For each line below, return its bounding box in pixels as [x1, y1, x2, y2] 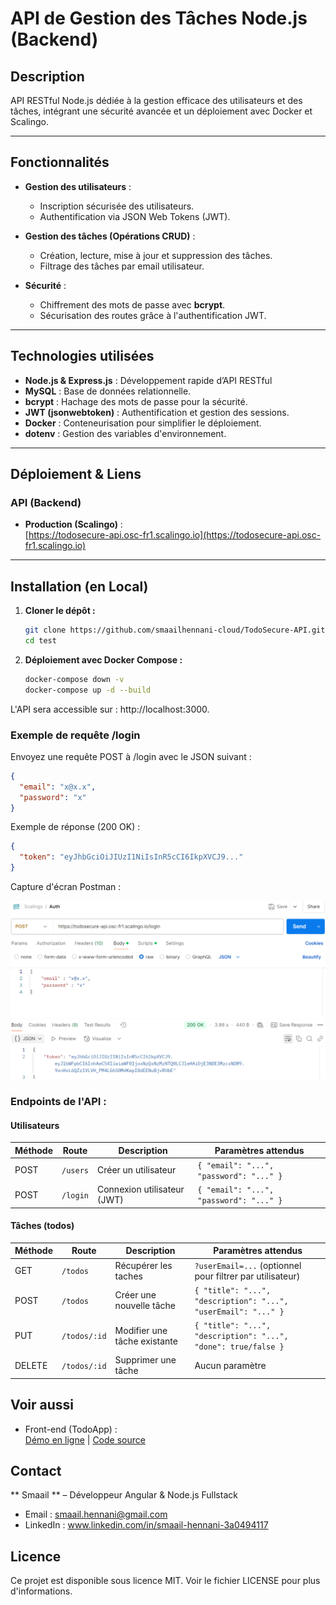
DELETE [14, 1359, 48, 1371]
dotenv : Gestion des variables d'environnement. [24, 427, 227, 439]
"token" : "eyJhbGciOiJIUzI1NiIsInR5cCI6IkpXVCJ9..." [19, 852, 244, 862]
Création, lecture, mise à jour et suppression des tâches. [39, 249, 273, 261]
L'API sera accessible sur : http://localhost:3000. [10, 703, 210, 715]
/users [61, 1166, 89, 1176]
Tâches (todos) [10, 1220, 75, 1232]
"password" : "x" [19, 792, 87, 802]
